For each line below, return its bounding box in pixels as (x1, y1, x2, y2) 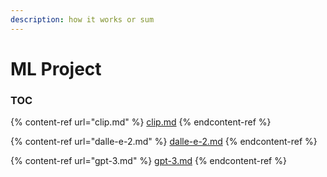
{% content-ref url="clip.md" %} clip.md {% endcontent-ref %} (10, 116, 272, 128)
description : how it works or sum (10, 14, 155, 25)
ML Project (10, 57, 102, 80)
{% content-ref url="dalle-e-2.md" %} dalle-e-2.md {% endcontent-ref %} (10, 136, 318, 148)
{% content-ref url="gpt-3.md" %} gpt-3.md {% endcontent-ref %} (10, 155, 287, 167)
